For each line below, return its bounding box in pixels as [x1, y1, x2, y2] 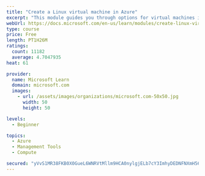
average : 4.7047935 [12, 54, 62, 60]
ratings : [6, 43, 29, 49]
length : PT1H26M [6, 37, 48, 43]
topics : [6, 132, 26, 139]
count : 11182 [12, 49, 45, 55]
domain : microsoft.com [12, 82, 70, 88]
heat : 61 [6, 60, 29, 66]
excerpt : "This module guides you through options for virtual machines [6, 15, 195, 21]
